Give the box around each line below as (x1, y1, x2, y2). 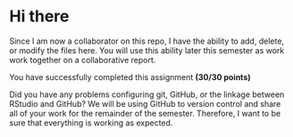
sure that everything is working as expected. (9, 117, 173, 128)
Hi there (9, 6, 70, 27)
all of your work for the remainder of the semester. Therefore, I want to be (9, 108, 281, 118)
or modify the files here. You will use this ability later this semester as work (9, 44, 285, 55)
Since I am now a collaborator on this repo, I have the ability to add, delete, (9, 36, 284, 46)
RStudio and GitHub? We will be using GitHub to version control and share (9, 98, 281, 109)
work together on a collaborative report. (9, 54, 156, 65)
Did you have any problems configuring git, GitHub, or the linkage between (9, 89, 285, 100)
